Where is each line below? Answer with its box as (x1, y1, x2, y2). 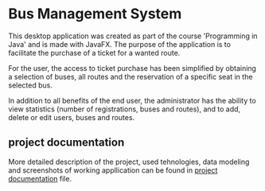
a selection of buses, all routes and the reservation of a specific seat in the (8, 72, 253, 81)
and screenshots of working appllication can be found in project (8, 165, 218, 175)
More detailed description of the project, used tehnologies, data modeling (8, 157, 250, 166)
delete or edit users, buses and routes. (8, 112, 135, 122)
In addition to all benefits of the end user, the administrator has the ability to (8, 95, 256, 105)
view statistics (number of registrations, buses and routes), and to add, (8, 104, 241, 114)
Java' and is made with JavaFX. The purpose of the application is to (8, 39, 231, 49)
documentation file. (8, 173, 72, 183)
